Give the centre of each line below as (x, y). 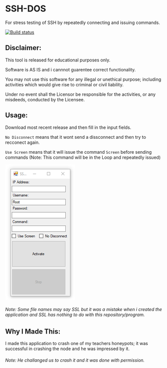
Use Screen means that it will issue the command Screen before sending (79, 152)
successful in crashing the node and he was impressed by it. (67, 349)
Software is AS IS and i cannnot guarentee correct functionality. (71, 69)
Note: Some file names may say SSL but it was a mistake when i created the (83, 310)
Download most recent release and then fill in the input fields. (68, 127)
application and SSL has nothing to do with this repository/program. (75, 315)
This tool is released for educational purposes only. (58, 60)
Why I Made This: (33, 331)
